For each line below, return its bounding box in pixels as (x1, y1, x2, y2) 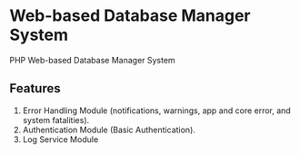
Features (9, 81, 61, 96)
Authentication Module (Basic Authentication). (22, 124, 195, 135)
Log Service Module (22, 133, 99, 145)
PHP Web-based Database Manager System (9, 54, 175, 65)
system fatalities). (22, 114, 90, 125)
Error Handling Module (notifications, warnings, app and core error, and (22, 105, 291, 116)
